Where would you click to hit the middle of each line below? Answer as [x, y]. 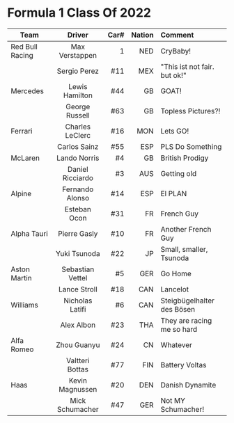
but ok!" [173, 75]
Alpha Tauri [30, 233]
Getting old [179, 173]
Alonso [78, 198]
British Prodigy [185, 158]
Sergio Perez [78, 71]
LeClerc [78, 135]
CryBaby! [176, 51]
